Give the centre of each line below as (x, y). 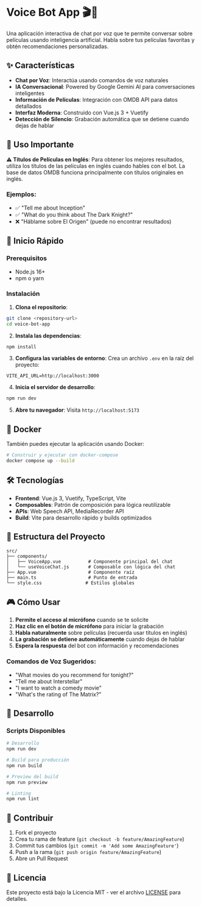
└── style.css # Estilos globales (71, 583)
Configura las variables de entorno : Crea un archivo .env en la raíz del (104, 358)
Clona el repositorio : (41, 307)
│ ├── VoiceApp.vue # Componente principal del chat (90, 562)
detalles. (17, 898)
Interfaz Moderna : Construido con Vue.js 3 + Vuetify (82, 112)
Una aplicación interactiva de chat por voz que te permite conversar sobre (100, 33)
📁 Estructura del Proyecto (56, 537)
